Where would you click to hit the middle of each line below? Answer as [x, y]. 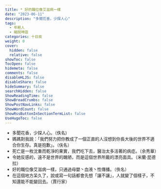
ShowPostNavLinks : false [30, 105]
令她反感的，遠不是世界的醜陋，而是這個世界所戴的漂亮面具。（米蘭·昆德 [84, 157]
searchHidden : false [26, 91]
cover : [12, 46]
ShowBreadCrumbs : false [29, 100]
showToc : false [20, 59]
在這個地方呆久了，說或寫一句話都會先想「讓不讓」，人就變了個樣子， [81, 175]
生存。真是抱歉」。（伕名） [46, 145]
